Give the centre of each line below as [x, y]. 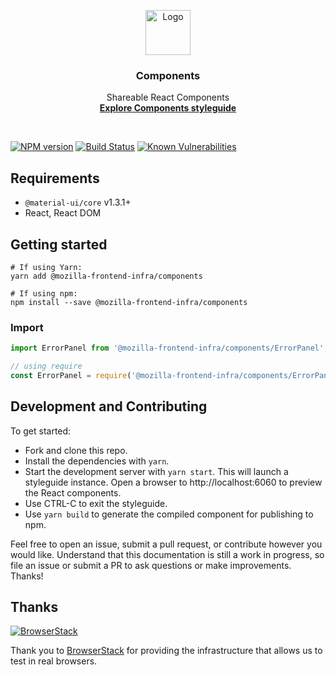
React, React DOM [63, 213]
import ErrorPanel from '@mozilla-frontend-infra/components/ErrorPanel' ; [169, 348]
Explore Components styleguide [168, 108]
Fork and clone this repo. [76, 450]
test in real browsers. [54, 661]
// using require [46, 366]
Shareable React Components [168, 97]
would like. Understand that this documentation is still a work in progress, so [167, 554]
